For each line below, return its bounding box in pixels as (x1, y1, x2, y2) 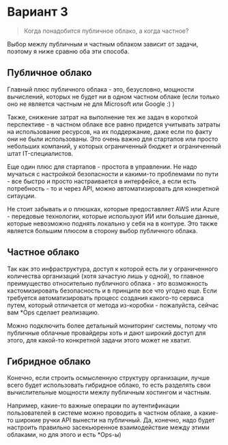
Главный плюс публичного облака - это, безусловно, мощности (7, 85, 195, 93)
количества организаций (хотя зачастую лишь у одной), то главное (7, 271, 205, 280)
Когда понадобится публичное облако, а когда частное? (23, 27, 189, 35)
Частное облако (7, 247, 80, 258)
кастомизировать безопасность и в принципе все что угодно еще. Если (7, 286, 217, 295)
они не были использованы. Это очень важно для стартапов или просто (7, 135, 218, 143)
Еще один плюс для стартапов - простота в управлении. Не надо (7, 162, 197, 171)
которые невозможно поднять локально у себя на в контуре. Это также (7, 219, 218, 228)
